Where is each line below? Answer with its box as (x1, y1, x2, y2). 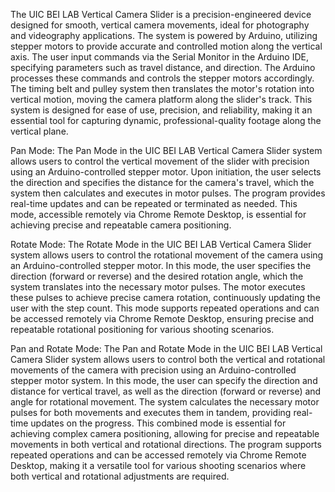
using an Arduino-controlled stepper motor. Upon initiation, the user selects (10, 166, 322, 178)
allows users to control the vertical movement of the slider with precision (10, 155, 310, 167)
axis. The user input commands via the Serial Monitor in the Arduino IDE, (10, 51, 309, 63)
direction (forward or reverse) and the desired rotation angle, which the (10, 270, 304, 282)
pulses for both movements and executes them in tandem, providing (10, 407, 292, 418)
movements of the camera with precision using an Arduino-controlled (10, 364, 297, 376)
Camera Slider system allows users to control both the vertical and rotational (10, 354, 326, 365)
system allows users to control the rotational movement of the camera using (10, 249, 324, 261)
